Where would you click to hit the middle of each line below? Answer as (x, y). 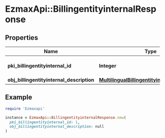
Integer (108, 66)
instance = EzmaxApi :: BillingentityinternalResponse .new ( (66, 117)
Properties (22, 38)
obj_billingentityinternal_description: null (57, 127)
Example (19, 97)
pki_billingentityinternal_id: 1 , (45, 122)
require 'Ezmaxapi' (25, 109)
